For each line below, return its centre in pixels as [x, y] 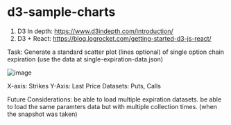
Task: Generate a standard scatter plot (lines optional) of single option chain [115, 52]
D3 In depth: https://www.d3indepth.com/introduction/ [95, 31]
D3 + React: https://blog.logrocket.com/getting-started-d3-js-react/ [114, 38]
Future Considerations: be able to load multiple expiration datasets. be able [114, 99]
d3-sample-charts [61, 12]
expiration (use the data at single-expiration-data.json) [85, 59]
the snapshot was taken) [42, 114]
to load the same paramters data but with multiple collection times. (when [112, 106]
